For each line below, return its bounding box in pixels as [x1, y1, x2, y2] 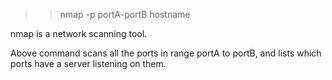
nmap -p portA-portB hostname [59, 9, 191, 20]
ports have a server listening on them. [10, 58, 167, 69]
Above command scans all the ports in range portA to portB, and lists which [10, 47, 322, 59]
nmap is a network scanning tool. [10, 28, 148, 39]
